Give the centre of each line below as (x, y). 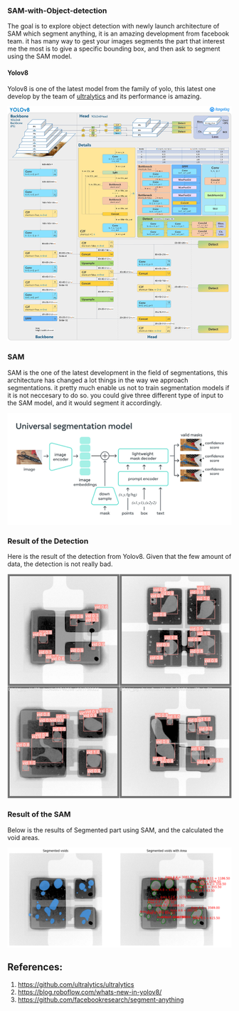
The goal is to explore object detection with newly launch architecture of (113, 26)
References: (35, 967)
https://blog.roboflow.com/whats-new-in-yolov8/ (90, 992)
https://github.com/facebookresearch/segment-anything (101, 1000)
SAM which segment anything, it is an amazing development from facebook (118, 33)
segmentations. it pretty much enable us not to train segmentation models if (118, 387)
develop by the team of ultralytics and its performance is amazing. (105, 96)
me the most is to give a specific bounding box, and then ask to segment (114, 49)
